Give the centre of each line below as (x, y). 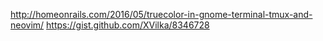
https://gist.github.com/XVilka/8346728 (128, 25)
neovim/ (27, 25)
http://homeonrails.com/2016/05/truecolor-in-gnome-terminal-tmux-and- (161, 14)
